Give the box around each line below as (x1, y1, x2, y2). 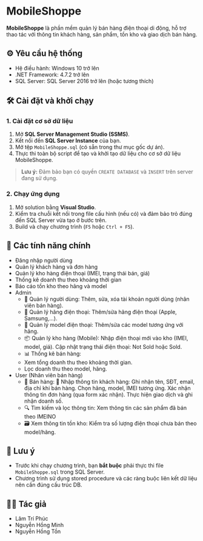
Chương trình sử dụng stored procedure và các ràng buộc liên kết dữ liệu (15, 475, 198, 482)
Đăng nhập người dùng (15, 257, 73, 264)
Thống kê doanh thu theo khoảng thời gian (15, 276, 122, 283)
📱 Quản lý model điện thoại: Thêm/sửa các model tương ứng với (24, 321, 184, 328)
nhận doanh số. (24, 397, 64, 405)
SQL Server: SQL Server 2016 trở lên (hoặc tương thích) (15, 77, 154, 84)
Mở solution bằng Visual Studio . (15, 203, 96, 210)
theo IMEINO (24, 412, 56, 420)
